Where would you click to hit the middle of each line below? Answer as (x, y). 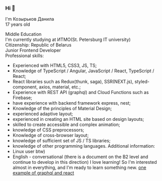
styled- (142, 82)
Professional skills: (25, 56)
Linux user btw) (29, 152)
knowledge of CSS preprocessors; (48, 130)
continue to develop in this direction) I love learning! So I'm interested (85, 162)
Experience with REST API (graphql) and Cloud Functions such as (80, 93)
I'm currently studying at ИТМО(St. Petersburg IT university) (68, 39)
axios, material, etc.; (60, 87)
